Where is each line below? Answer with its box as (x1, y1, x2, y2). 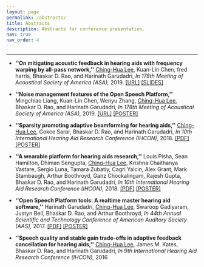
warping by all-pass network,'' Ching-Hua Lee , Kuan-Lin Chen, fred (15, 66, 188, 73)
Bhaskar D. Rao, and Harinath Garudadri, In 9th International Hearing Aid (15, 247, 197, 254)
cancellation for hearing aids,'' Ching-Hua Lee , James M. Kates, (15, 241, 178, 248)
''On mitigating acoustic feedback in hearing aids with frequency (15, 59, 183, 67)
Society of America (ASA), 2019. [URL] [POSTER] (15, 110, 138, 117)
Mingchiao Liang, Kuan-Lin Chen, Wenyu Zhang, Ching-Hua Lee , (15, 97, 177, 104)
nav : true (6, 32, 32, 38)
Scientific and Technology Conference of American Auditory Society (15, 216, 187, 223)
